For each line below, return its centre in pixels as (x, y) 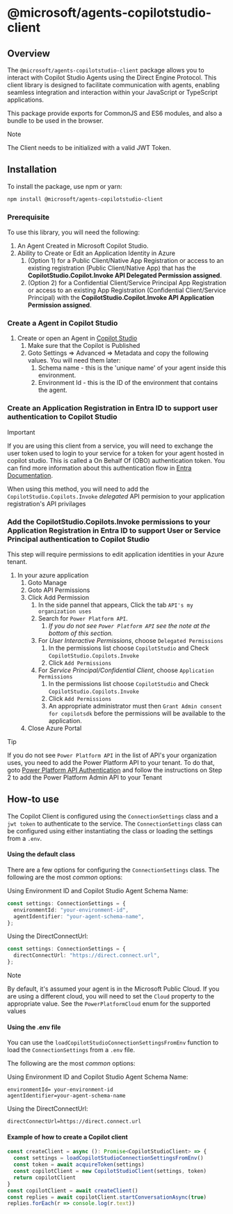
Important (21, 432)
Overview (29, 53)
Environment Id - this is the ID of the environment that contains (128, 383)
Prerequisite (29, 217)
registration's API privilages (47, 503)
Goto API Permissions (59, 590)
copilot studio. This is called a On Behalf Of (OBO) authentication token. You (116, 460)
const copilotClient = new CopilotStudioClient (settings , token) (110, 1171)
